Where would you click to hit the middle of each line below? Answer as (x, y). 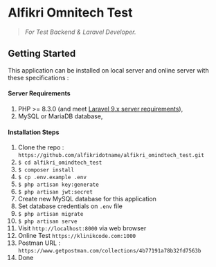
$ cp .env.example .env (52, 178)
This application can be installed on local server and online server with (109, 70)
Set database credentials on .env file (70, 206)
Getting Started (42, 54)
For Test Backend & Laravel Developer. (80, 32)
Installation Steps (34, 132)
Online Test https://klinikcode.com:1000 (77, 236)
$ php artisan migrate (51, 214)
